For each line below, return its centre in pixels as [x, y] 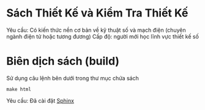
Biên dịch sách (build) [63, 61]
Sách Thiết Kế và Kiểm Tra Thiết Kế [97, 13]
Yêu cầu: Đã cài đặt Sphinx [40, 100]
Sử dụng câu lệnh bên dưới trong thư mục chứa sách [73, 78]
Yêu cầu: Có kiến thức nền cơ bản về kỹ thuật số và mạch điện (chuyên [96, 30]
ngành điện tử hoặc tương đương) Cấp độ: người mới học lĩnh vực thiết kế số [102, 36]
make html [19, 89]
